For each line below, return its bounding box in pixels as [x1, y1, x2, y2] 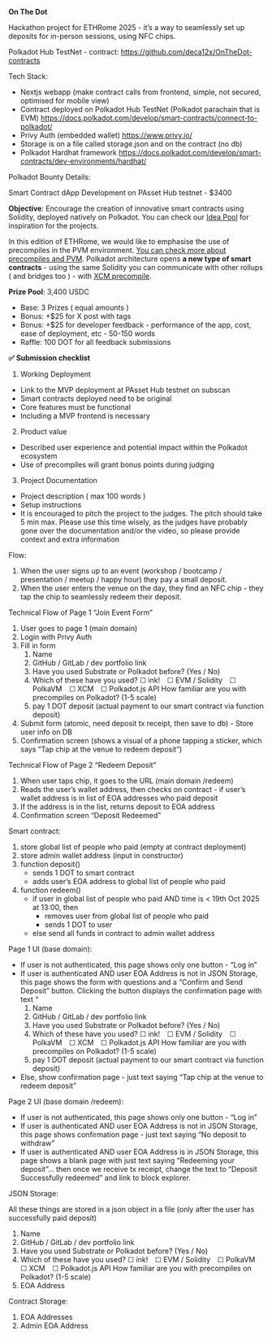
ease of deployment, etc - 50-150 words [19, 329, 156, 338]
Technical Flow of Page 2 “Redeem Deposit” [8, 760, 157, 769]
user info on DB [19, 727, 73, 737]
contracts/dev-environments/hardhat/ [19, 156, 147, 166]
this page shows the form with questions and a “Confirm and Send [19, 978, 244, 986]
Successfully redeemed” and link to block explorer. [19, 1173, 191, 1182]
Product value [19, 427, 67, 436]
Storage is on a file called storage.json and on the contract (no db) [19, 139, 243, 149]
